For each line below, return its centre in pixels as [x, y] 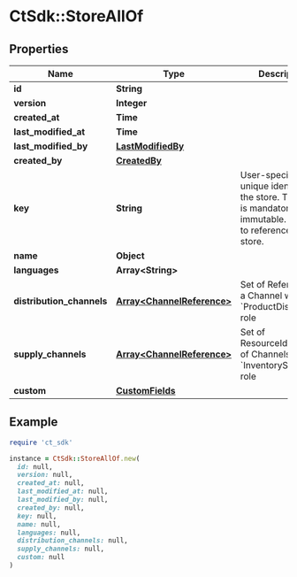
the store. [260, 197]
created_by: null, [51, 508]
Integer [132, 103]
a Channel [261, 296]
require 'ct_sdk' [41, 442]
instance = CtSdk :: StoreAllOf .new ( [75, 458]
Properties [39, 49]
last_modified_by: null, [63, 500]
